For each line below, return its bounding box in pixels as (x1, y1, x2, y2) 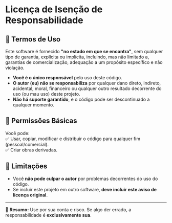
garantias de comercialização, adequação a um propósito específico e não (5, 59, 163, 65)
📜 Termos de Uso (5, 35, 60, 43)
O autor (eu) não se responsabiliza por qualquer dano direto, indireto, (12, 80, 161, 86)
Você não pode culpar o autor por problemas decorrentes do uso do (12, 175, 158, 182)
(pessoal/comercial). (5, 141, 49, 147)
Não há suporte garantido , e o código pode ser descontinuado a (12, 96, 150, 102)
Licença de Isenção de (5, 4, 103, 15)
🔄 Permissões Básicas (5, 117, 77, 125)
